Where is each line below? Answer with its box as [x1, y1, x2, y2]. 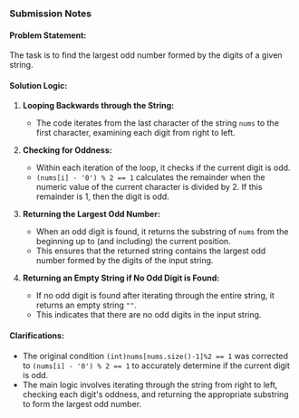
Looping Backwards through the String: [22, 100, 175, 111]
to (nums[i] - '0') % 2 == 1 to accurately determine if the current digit [22, 360, 290, 371]
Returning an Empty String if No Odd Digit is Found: [22, 272, 220, 283]
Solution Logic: [9, 80, 68, 90]
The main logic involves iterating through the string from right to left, [22, 379, 278, 390]
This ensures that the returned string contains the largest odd [35, 245, 266, 256]
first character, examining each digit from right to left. [35, 128, 236, 138]
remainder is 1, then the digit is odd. [35, 191, 169, 202]
